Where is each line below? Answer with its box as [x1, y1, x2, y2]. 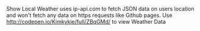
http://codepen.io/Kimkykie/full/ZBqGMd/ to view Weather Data [6, 18, 166, 25]
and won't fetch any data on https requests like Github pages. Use [6, 12, 173, 19]
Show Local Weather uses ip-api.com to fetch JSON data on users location [6, 5, 195, 12]
